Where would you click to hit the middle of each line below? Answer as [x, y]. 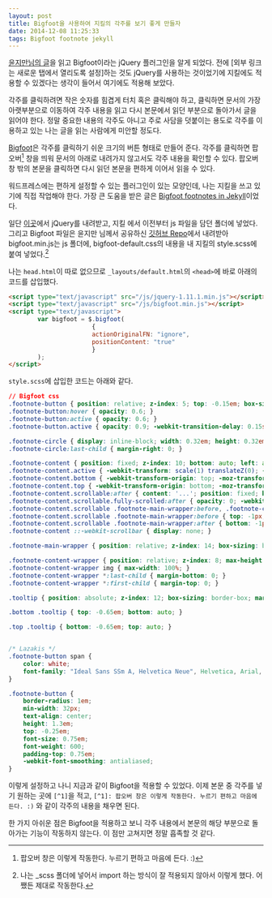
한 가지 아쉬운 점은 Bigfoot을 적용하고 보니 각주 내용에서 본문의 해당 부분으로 [129, 823]
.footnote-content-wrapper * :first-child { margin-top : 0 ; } [114, 583]
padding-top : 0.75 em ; [59, 754]
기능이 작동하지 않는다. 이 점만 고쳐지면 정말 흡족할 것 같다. [123, 833]
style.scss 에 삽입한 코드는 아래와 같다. [71, 381]
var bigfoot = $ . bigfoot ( [81, 320]
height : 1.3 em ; [49, 724]
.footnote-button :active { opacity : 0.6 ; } [83, 419]
